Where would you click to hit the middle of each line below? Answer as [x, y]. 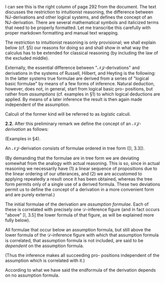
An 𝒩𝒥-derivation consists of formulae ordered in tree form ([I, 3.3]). [75, 148]
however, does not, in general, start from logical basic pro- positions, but [79, 89]
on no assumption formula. [33, 275]
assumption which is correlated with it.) [45, 260]
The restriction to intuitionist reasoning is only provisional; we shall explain [81, 42]
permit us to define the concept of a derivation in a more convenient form [80, 189]
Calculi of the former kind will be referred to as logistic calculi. [68, 114]
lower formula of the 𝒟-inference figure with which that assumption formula [82, 235]
